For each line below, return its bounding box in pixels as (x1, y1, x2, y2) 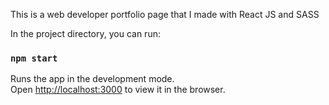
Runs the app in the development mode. (10, 73, 175, 85)
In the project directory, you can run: (10, 28, 161, 39)
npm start (10, 52, 58, 64)
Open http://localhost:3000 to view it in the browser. (10, 84, 226, 96)
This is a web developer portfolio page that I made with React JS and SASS (10, 9, 320, 20)
